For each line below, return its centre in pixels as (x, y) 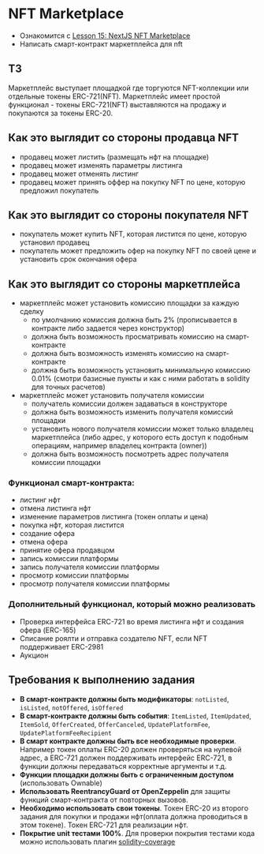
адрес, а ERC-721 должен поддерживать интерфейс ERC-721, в (126, 758)
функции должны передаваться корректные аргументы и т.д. (123, 766)
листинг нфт (40, 500)
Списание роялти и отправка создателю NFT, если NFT (113, 638)
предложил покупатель (59, 190)
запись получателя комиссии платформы (89, 567)
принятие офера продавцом (67, 550)
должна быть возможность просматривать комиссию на (128, 337)
